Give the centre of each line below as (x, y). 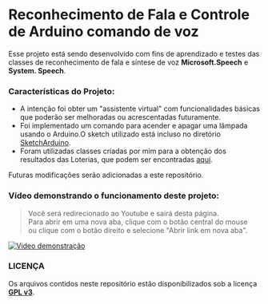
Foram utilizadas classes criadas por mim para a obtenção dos (123, 151)
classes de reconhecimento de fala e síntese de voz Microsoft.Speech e (128, 62)
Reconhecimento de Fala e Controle (129, 15)
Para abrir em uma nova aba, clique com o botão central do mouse (138, 222)
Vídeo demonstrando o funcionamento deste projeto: (114, 195)
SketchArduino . (45, 143)
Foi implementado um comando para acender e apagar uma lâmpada (134, 126)
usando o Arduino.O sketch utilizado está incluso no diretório (120, 134)
